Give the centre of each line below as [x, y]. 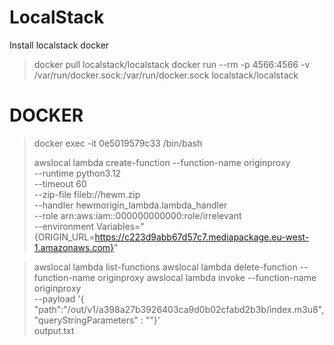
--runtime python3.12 [77, 173]
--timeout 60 [60, 183]
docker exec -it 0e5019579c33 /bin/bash [118, 143]
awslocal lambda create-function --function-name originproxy [162, 162]
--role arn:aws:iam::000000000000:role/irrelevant [137, 215]
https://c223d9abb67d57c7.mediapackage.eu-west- [202, 237]
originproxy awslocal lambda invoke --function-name [207, 277]
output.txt [54, 330]
